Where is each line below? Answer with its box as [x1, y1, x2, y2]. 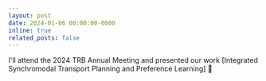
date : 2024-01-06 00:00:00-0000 [8, 19, 115, 27]
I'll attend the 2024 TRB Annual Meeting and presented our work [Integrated [8, 56, 259, 65]
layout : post [8, 11, 52, 20]
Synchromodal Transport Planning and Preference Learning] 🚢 [8, 64, 213, 74]
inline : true [8, 26, 52, 34]
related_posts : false [8, 33, 80, 42]
